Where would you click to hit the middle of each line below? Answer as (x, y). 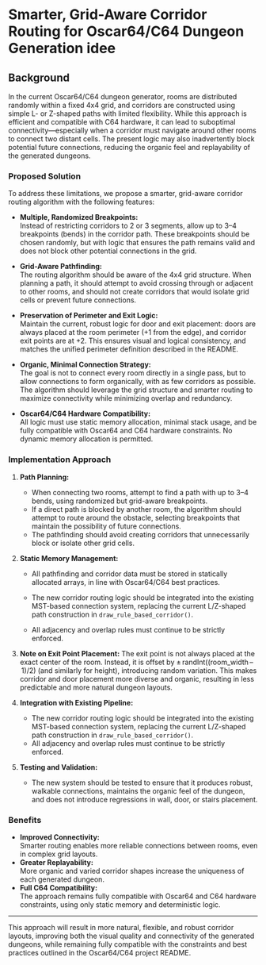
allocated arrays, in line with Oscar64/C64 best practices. (125, 582)
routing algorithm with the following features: (82, 202)
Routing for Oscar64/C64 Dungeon (126, 31)
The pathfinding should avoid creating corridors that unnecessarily (141, 534)
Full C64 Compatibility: (58, 887)
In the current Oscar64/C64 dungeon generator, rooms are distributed (123, 96)
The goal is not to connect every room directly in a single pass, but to (133, 373)
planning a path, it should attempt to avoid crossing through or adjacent (136, 283)
